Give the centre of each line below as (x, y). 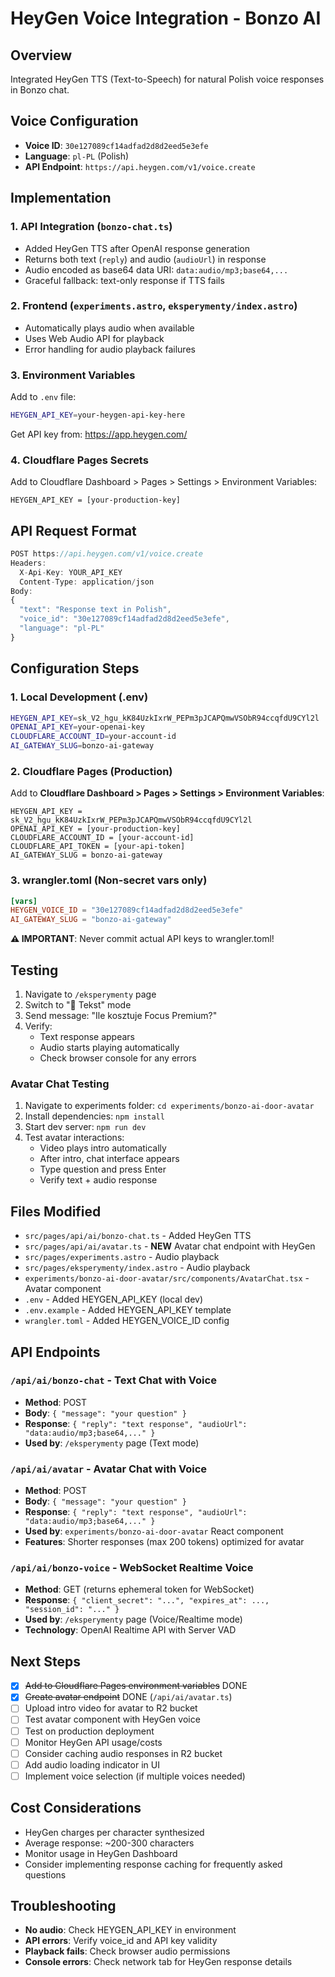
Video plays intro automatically (103, 1148)
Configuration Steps (75, 668)
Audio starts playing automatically (109, 1048)
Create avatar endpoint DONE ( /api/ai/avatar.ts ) (128, 1697)
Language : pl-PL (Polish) (77, 156)
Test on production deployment (89, 1731)
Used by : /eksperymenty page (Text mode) (112, 1443)
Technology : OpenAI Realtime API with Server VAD (130, 1630)
